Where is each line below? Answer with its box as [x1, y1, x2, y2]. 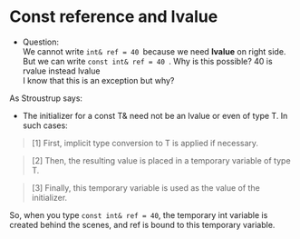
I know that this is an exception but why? [22, 75, 175, 85]
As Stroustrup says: [9, 93, 83, 104]
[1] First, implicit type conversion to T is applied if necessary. [31, 137, 259, 148]
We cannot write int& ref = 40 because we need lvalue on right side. [22, 45, 286, 56]
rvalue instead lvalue [22, 65, 101, 76]
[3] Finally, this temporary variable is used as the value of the [31, 182, 260, 193]
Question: [22, 36, 60, 47]
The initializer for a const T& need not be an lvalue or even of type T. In [22, 110, 288, 121]
